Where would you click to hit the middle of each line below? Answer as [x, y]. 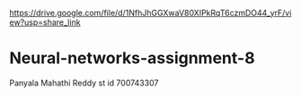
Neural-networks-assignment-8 [132, 58]
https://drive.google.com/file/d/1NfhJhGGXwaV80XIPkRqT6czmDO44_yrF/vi [150, 13]
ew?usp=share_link [45, 22]
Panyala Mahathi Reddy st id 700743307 [84, 83]
